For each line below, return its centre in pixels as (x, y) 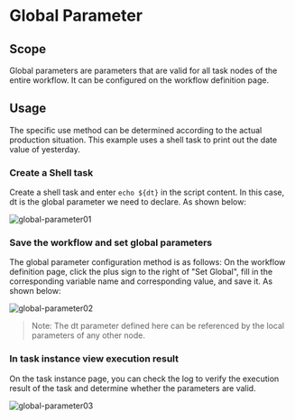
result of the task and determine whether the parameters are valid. (133, 388)
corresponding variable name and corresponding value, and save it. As (141, 281)
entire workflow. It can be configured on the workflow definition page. (139, 80)
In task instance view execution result (94, 359)
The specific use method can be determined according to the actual (136, 130)
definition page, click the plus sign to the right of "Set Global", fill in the (141, 272)
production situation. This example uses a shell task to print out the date (143, 140)
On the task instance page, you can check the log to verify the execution (144, 379)
